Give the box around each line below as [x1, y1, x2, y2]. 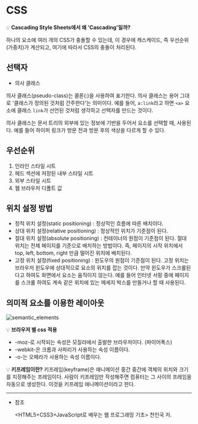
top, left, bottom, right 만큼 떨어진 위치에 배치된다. [14, 249, 133, 257]
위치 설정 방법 [6, 203, 53, 213]
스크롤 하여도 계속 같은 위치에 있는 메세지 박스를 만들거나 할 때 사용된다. [21, 279, 186, 286]
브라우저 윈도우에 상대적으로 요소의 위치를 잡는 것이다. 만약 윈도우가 [14, 264, 171, 271]
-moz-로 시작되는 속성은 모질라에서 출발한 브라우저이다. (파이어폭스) [14, 338, 173, 346]
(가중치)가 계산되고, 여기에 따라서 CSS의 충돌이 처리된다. [6, 44, 137, 51]
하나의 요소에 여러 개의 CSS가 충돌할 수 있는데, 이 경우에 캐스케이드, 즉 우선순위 [6, 36, 189, 43]
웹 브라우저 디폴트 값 [14, 184, 62, 192]
